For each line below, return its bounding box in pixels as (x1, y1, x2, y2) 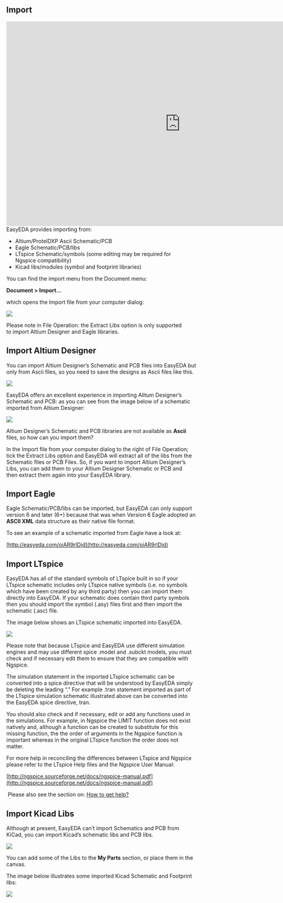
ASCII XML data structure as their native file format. (6, 518, 135, 525)
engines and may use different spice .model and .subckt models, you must (6, 648, 192, 656)
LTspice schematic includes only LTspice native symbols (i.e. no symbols (6, 582, 187, 589)
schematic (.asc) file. (6, 607, 59, 614)
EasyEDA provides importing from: (6, 226, 93, 233)
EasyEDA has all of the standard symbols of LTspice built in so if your (6, 575, 178, 582)
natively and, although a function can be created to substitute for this (6, 723, 178, 731)
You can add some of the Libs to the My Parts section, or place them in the (6, 854, 194, 862)
